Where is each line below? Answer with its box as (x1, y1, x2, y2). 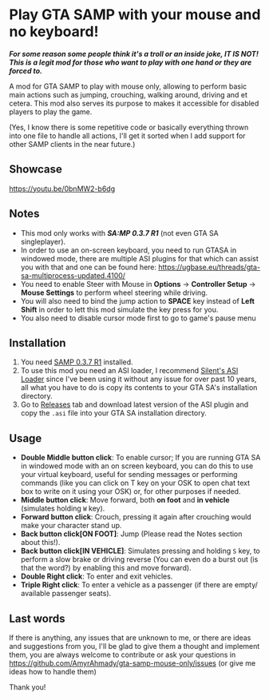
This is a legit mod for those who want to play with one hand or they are (9, 58, 252, 67)
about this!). (20, 538, 61, 547)
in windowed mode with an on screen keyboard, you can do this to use (20, 461, 254, 471)
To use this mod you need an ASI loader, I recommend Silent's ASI (20, 366, 239, 376)
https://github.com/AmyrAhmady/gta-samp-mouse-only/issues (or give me (9, 658, 256, 668)
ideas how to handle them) (9, 667, 97, 676)
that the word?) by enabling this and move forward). (20, 563, 192, 573)
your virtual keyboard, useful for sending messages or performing (20, 470, 238, 479)
